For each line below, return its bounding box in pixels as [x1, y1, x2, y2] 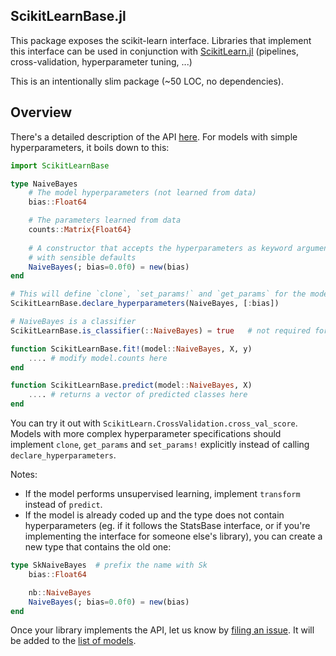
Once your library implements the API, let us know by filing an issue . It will [10, 624, 315, 636]
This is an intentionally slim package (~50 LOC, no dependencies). [10, 75, 284, 87]
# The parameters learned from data [28, 215, 182, 226]
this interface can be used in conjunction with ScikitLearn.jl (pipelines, [10, 45, 299, 57]
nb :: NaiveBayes [28, 587, 92, 598]
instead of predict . [24, 499, 103, 510]
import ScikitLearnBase [10, 160, 110, 171]
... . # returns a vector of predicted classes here [28, 390, 248, 400]
